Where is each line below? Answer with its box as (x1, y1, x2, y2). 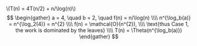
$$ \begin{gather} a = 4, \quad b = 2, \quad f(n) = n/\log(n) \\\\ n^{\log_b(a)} (6, 14, 191, 21)
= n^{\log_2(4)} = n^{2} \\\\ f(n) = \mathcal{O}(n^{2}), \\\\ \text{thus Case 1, (8, 21, 189, 27)
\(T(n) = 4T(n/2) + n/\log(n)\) (6, 5, 76, 12)
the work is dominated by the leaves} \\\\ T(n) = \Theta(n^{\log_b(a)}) (15, 27, 182, 34)
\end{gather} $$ (79, 33, 119, 40)
